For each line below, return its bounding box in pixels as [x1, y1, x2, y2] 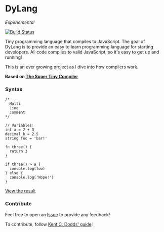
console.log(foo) [9, 166, 45, 171]
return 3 [9, 149, 28, 154]
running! [5, 54, 22, 60]
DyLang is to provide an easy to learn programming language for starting [5, 44, 154, 49]
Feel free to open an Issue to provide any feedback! [5, 211, 110, 218]
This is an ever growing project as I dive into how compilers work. [5, 64, 139, 70]
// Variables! [5, 123, 35, 128]
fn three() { [5, 144, 32, 150]
